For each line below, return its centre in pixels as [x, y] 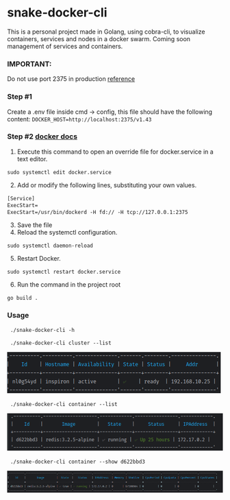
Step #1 [20, 97]
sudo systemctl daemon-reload [50, 246]
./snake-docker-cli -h [42, 331]
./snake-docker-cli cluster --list [61, 343]
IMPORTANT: [29, 64]
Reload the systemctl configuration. [67, 232]
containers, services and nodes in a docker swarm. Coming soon [99, 38]
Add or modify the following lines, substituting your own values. [107, 185]
